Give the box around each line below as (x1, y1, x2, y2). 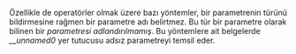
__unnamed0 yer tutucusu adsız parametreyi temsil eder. (9, 35, 216, 45)
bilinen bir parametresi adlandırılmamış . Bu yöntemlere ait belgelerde (9, 26, 261, 36)
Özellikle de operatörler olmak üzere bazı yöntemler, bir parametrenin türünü (9, 8, 287, 17)
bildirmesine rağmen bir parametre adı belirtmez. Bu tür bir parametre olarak (9, 17, 287, 27)
